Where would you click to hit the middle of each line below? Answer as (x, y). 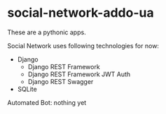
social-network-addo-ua (81, 13)
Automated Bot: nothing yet (47, 102)
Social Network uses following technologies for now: (83, 45)
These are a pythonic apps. (47, 32)
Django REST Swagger (61, 81)
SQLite (27, 89)
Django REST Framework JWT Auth (79, 74)
